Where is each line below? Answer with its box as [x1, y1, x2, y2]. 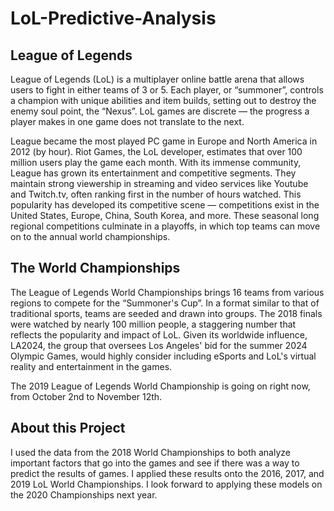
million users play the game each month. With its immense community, [10, 157, 302, 168]
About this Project [10, 420, 126, 437]
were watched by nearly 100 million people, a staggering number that [10, 318, 297, 330]
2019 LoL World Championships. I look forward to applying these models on [10, 478, 323, 490]
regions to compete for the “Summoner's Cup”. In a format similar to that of [10, 297, 320, 309]
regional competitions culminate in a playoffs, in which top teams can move [10, 220, 321, 232]
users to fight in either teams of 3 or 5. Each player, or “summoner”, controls [10, 84, 324, 96]
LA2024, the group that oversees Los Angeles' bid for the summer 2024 [10, 339, 308, 351]
